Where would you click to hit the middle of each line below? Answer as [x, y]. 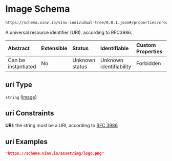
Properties [149, 51]
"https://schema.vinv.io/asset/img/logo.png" [55, 154]
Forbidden [149, 63]
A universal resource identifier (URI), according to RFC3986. [69, 32]
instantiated [22, 66]
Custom [146, 45]
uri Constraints [30, 113]
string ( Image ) [21, 97]
